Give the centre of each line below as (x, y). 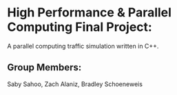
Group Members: (44, 67)
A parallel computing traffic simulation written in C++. (83, 46)
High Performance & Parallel (90, 13)
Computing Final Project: (80, 27)
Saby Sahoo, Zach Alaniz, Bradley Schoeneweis (75, 84)
